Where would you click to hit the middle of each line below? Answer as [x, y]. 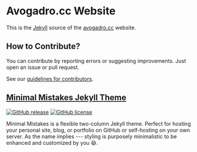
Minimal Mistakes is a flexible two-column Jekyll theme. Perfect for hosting [98, 123]
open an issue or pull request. [43, 67]
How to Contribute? [43, 46]
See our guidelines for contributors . [50, 78]
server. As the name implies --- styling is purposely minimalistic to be [92, 136]
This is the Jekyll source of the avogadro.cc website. [71, 28]
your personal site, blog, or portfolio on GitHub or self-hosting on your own [98, 130]
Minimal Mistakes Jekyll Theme [66, 98]
